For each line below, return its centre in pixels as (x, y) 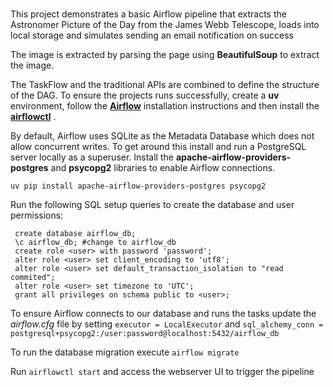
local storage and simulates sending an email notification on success (152, 35)
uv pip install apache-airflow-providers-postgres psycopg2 (138, 186)
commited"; (33, 278)
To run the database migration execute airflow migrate (125, 352)
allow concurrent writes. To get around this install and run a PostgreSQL (158, 147)
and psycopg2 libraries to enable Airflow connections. (163, 168)
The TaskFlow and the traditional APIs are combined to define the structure (165, 85)
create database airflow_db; (75, 234)
